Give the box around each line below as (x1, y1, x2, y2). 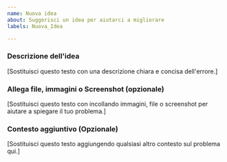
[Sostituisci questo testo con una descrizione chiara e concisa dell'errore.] (7, 67, 218, 76)
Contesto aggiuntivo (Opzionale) (7, 124, 119, 134)
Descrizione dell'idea (7, 51, 80, 61)
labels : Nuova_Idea (7, 23, 63, 30)
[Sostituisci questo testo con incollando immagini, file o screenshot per (7, 100, 208, 108)
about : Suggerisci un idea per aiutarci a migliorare (7, 16, 165, 23)
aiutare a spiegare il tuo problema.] (7, 107, 107, 115)
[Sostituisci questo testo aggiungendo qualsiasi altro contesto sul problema (7, 140, 221, 148)
